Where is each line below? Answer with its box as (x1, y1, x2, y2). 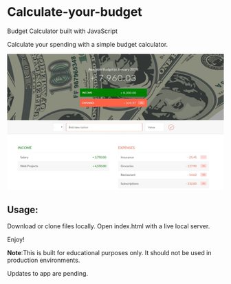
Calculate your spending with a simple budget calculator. (7, 40, 168, 48)
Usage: (7, 204, 39, 215)
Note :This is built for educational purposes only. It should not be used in (7, 249, 212, 257)
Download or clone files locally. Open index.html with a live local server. (7, 222, 210, 230)
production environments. (7, 256, 80, 265)
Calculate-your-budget (7, 4, 142, 20)
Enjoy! (7, 235, 25, 244)
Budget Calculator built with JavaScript (7, 27, 118, 35)
